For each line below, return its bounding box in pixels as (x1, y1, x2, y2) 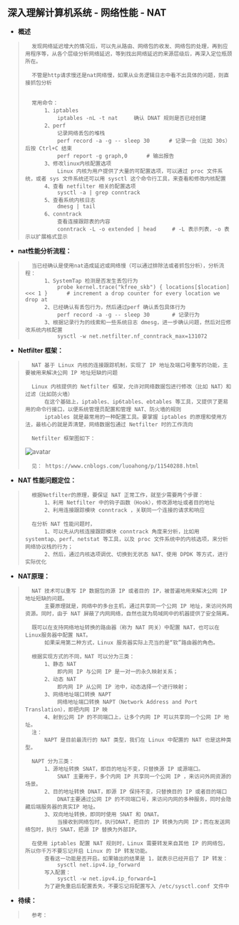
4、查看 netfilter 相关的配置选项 (44, 183, 136, 190)
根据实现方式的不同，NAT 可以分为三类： (31, 652, 135, 660)
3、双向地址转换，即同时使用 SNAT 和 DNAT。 (44, 811, 163, 818)
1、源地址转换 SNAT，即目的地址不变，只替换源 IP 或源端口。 (44, 765, 204, 772)
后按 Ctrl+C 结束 (24, 145, 73, 152)
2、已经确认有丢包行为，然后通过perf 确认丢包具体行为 (44, 303, 186, 310)
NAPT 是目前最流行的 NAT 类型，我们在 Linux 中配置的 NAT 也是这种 (44, 736, 226, 744)
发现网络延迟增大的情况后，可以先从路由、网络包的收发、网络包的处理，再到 (31, 42, 223, 50)
